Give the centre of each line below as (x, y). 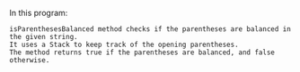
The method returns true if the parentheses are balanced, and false (142, 52)
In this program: (39, 13)
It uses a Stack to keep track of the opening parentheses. (124, 44)
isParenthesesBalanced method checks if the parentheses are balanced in (150, 29)
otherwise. (30, 60)
